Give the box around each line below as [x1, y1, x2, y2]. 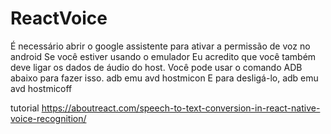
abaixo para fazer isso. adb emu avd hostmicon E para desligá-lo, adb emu [10, 72, 319, 84]
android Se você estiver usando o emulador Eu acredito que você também [10, 50, 317, 62]
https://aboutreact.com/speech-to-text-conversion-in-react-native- [41, 102, 321, 114]
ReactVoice [10, 7, 108, 30]
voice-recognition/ [10, 112, 87, 124]
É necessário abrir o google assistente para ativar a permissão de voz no [10, 40, 311, 52]
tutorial [10, 102, 40, 114]
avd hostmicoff [10, 82, 73, 94]
